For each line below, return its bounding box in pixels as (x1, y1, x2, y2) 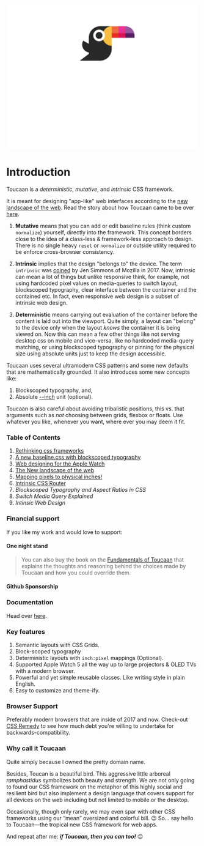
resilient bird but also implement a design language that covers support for (6, 789, 194, 796)
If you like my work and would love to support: (6, 528, 123, 536)
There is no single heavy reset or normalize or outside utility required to (15, 242, 197, 249)
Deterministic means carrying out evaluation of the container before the (15, 311, 198, 318)
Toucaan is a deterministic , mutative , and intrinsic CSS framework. (6, 185, 174, 193)
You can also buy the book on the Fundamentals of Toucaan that (21, 555, 184, 563)
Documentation (6, 598, 54, 607)
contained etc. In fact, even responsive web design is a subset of (15, 292, 179, 300)
